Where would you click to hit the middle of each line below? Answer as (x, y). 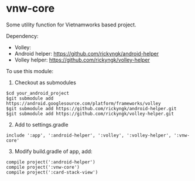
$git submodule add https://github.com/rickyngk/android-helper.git (91, 108)
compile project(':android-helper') (51, 162)
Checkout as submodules (45, 82)
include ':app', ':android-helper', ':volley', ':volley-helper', (89, 135)
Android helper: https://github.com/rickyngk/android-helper (87, 53)
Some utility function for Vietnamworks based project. (71, 25)
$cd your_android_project (37, 93)
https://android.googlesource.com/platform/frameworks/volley (83, 103)
